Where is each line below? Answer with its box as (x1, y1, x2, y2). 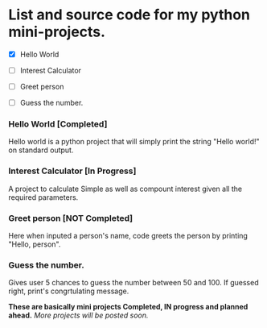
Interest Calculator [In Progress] (8, 165, 137, 176)
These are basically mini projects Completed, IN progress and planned (8, 302, 249, 312)
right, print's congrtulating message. (8, 286, 129, 296)
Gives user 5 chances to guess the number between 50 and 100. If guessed (8, 278, 259, 288)
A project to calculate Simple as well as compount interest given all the (8, 184, 243, 193)
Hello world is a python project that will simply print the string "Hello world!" (8, 137, 260, 147)
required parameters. (8, 192, 79, 202)
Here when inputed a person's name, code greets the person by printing (8, 231, 248, 241)
